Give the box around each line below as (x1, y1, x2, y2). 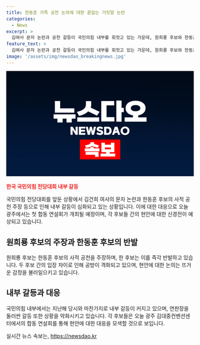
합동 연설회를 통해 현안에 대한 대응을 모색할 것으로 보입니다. (26, 319, 165, 327)
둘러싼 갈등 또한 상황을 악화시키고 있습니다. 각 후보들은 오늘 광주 (6, 312, 156, 319)
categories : (6, 15, 36, 22)
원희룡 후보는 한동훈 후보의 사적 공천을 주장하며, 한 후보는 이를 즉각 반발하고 (6, 254, 183, 261)
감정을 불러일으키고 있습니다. (12, 269, 80, 276)
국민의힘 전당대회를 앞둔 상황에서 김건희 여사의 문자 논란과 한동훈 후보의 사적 (6, 196, 185, 203)
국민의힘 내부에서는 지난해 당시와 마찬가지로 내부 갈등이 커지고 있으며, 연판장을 (6, 305, 189, 312)
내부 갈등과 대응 (6, 288, 61, 298)
